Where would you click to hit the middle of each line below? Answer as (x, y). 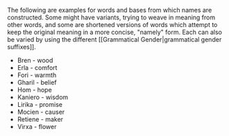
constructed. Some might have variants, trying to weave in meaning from (111, 17)
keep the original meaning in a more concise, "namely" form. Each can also (114, 32)
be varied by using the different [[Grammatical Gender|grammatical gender (114, 40)
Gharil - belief (37, 82)
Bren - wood (35, 60)
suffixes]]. (22, 47)
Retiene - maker (40, 119)
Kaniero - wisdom (43, 97)
